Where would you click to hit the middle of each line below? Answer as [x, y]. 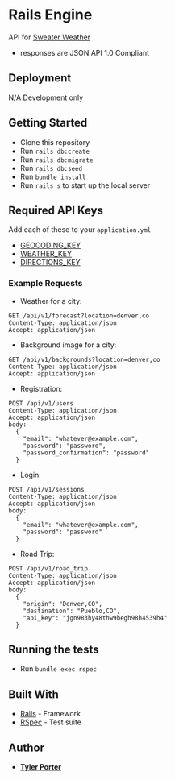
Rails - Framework [50, 714]
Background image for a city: [68, 345]
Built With [33, 694]
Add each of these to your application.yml [80, 230]
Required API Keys [56, 210]
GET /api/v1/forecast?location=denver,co [79, 316]
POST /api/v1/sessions [46, 489]
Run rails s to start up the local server [85, 185]
